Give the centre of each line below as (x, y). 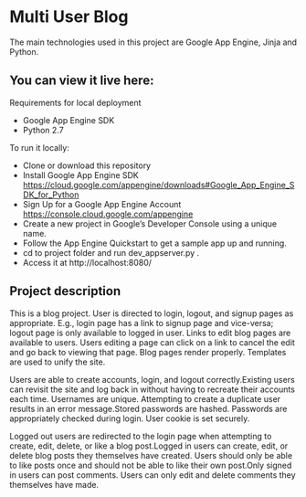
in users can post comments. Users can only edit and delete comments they (153, 475)
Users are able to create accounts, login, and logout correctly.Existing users (152, 379)
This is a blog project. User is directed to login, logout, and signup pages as (152, 313)
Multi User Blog (69, 17)
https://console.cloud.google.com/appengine (108, 214)
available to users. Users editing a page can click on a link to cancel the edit (152, 342)
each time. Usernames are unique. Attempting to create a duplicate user (145, 398)
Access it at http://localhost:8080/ (87, 262)
